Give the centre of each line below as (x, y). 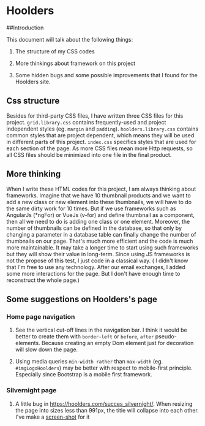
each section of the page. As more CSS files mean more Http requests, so (99, 148)
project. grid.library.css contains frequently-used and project (86, 122)
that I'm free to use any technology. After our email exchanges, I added (96, 267)
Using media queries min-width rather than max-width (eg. (89, 362)
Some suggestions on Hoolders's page (82, 299)
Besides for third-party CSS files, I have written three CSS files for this (95, 116)
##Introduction (25, 28)
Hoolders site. (33, 82)
